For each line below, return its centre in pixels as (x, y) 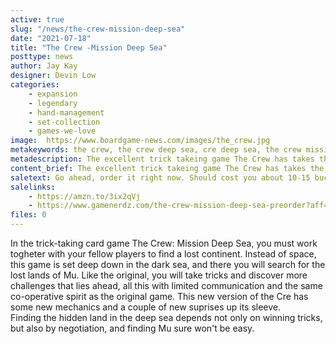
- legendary (53, 103)
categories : (35, 85)
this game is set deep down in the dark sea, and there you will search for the (168, 264)
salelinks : (33, 187)
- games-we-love (62, 131)
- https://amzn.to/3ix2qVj (84, 196)
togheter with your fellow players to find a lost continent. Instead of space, (163, 254)
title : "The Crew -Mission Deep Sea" (89, 47)
